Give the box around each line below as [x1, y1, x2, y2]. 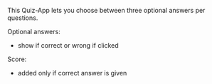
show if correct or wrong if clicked [17, 41, 119, 49]
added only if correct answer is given [17, 69, 127, 77]
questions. [7, 14, 38, 22]
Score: [7, 55, 27, 63]
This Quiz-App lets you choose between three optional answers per [7, 6, 206, 14]
